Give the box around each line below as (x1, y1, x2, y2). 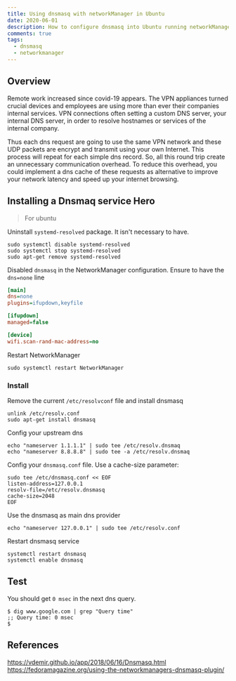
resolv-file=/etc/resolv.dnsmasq (7, 486, 105, 494)
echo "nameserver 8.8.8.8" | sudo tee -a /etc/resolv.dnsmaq (7, 448, 190, 455)
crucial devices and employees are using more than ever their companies (7, 101, 220, 110)
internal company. (7, 124, 60, 132)
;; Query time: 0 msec (7, 614, 74, 621)
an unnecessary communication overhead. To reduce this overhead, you (7, 159, 218, 168)
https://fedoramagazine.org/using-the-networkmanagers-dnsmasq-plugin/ (7, 665, 225, 674)
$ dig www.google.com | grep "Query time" (7, 608, 133, 615)
